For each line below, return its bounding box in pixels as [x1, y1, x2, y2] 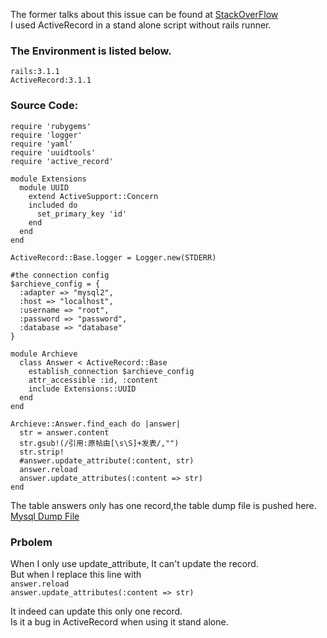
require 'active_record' [10, 156, 114, 166]
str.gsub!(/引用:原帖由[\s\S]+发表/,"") [19, 438, 180, 448]
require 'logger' [10, 130, 83, 140]
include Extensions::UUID [28, 384, 137, 394]
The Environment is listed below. [10, 44, 172, 58]
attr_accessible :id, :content [28, 375, 159, 385]
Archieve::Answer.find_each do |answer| [10, 419, 182, 429]
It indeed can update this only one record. [10, 605, 183, 617]
